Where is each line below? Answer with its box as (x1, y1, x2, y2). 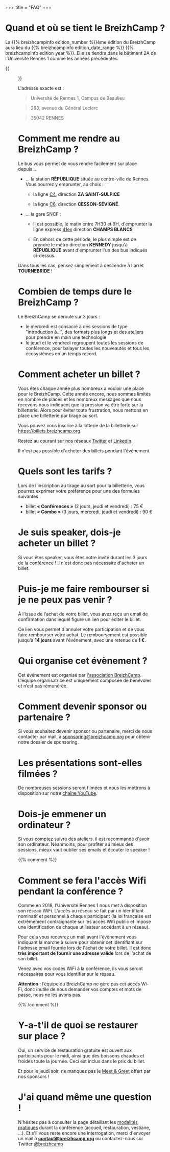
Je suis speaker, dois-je (18, 526, 121, 538)
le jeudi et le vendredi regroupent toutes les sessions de (25, 339, 144, 345)
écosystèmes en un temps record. (25, 350, 98, 357)
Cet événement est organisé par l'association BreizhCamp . (18, 672, 142, 678)
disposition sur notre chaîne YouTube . (18, 790, 98, 796)
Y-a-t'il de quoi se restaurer (18, 1020, 138, 1031)
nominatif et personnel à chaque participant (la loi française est (18, 913, 152, 919)
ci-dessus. (33, 252, 56, 259)
